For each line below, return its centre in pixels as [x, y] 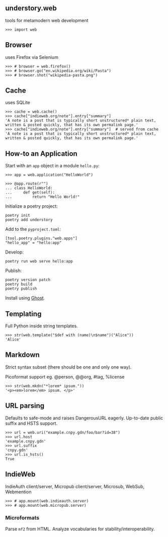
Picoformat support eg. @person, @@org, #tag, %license [65, 377]
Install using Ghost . [25, 298]
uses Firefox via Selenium [32, 57]
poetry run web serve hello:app [39, 261]
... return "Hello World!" [43, 197]
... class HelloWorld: [29, 188]
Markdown [23, 355]
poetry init [18, 216]
